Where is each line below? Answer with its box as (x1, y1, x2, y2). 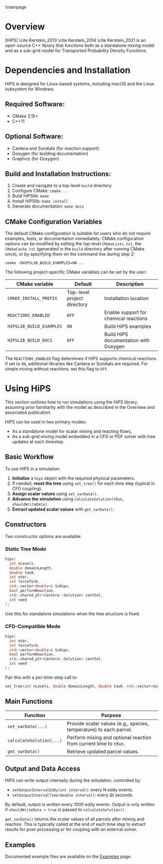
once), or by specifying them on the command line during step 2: (5, 251, 135, 257)
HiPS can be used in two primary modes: (5, 419, 87, 425)
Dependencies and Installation (5, 65, 130, 76)
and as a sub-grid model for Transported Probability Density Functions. (5, 47, 147, 53)
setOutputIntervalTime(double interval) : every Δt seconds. (12, 792, 134, 798)
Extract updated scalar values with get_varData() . (12, 506, 114, 512)
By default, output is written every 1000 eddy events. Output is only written (5, 802, 155, 807)
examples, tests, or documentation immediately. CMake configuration (5, 236, 144, 242)
